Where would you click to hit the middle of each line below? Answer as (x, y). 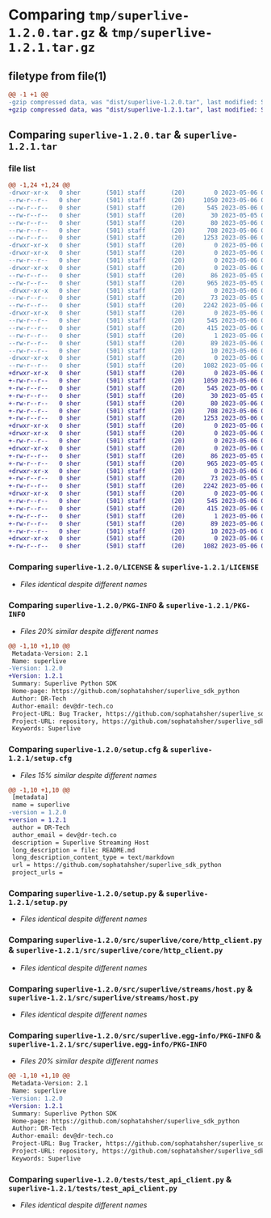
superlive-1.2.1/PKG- (208, 606)
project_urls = (37, 873)
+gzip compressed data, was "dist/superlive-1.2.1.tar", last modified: (133, 110)
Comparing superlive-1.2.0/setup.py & (86, 893)
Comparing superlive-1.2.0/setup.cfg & (88, 750)
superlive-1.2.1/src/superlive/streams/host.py (104, 998)
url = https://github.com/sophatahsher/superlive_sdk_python (117, 865)
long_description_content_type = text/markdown (93, 858)
